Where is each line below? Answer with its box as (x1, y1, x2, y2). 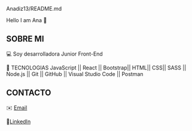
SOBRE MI (6, 34, 44, 44)
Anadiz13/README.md (6, 5, 62, 12)
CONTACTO (6, 88, 51, 98)
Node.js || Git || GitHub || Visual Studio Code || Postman (6, 70, 144, 77)
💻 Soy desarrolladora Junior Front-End (6, 50, 103, 57)
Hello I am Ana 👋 (6, 17, 47, 23)
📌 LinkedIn (6, 118, 31, 125)
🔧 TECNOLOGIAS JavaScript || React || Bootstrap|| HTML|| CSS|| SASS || (6, 64, 187, 71)
